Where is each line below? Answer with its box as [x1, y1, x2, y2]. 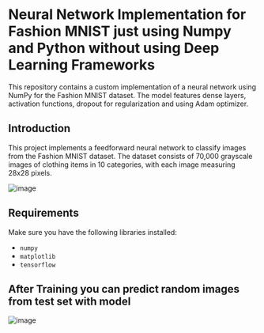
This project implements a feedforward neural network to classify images [8, 142, 247, 152]
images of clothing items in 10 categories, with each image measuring [8, 160, 236, 169]
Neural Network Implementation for [8, 6, 247, 24]
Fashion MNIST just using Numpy [8, 22, 232, 40]
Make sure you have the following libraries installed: [8, 227, 178, 237]
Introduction [8, 122, 71, 135]
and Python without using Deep [8, 40, 220, 57]
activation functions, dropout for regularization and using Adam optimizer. [8, 99, 249, 108]
